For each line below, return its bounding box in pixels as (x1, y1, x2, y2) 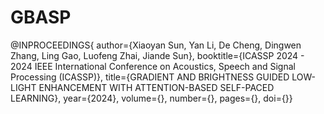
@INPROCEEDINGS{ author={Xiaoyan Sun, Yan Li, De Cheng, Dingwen (10, 39, 302, 51)
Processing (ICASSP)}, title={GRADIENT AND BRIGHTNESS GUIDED (10, 71, 290, 83)
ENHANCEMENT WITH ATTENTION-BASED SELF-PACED (38, 81, 275, 93)
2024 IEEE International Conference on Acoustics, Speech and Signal (10, 60, 296, 72)
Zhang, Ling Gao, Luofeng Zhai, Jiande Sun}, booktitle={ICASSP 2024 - (10, 49, 305, 61)
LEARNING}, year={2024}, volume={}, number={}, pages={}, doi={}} (10, 92, 293, 104)
